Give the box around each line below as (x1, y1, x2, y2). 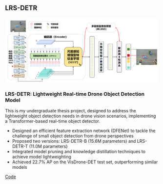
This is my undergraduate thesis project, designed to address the (5, 108, 136, 114)
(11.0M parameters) (29, 143, 68, 149)
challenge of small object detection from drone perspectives (12, 133, 134, 139)
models (12, 164, 27, 170)
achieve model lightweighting (12, 154, 72, 160)
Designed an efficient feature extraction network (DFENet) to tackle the (12, 128, 156, 134)
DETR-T (12, 143, 28, 149)
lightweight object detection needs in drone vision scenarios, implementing (5, 113, 156, 119)
